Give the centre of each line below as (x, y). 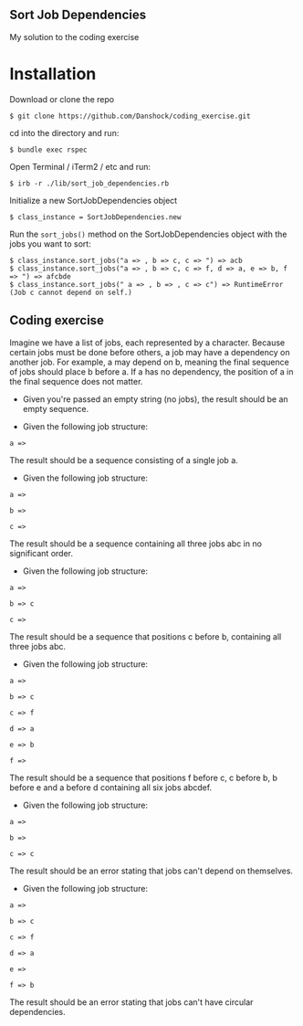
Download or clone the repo (62, 99)
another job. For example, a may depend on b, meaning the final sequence (149, 362)
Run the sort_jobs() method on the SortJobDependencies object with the (148, 234)
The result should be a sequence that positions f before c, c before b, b (144, 777)
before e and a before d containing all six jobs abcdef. (111, 787)
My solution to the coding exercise (74, 37)
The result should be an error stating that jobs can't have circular (131, 1002)
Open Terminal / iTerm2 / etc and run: (80, 166)
